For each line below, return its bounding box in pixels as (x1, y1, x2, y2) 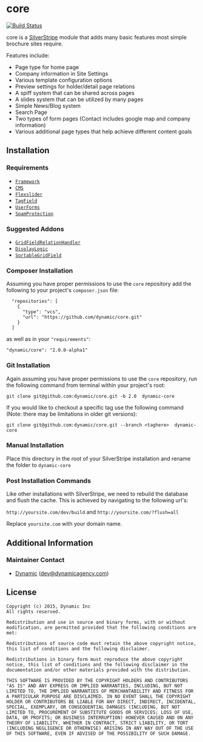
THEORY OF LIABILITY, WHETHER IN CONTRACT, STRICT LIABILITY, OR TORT (6, 720, 188, 726)
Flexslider (15, 191, 43, 197)
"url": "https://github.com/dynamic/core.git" (22, 314, 142, 320)
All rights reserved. (6, 608, 61, 615)
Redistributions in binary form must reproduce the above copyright (6, 656, 183, 662)
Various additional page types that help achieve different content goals (15, 128, 192, 135)
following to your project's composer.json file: (6, 287, 119, 294)
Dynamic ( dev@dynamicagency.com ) (15, 569, 109, 577)
